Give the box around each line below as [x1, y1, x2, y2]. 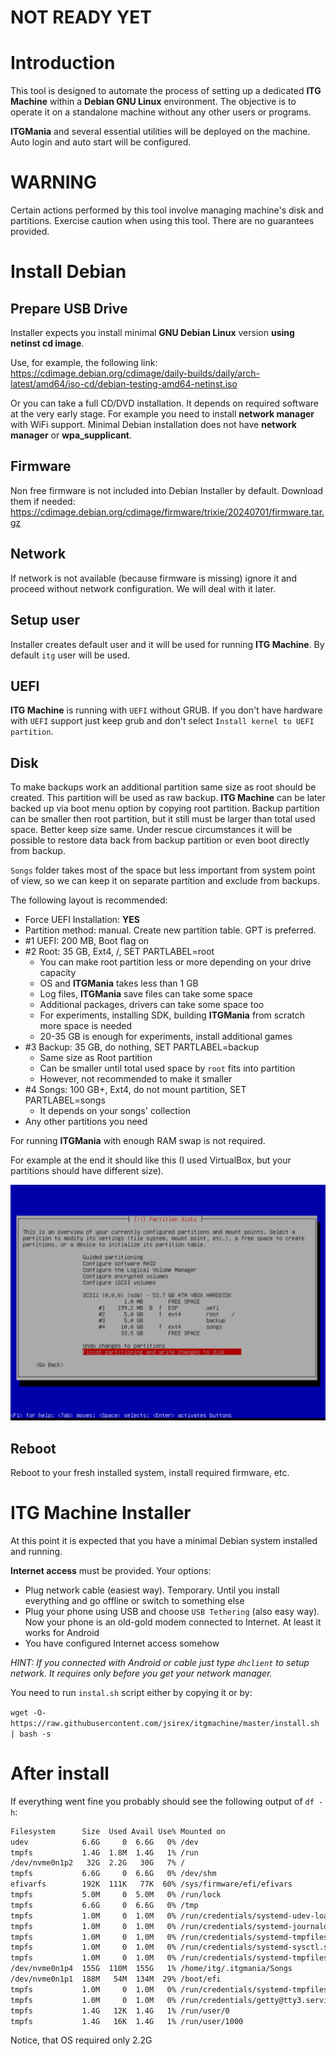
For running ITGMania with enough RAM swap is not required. [10, 1135, 266, 1147]
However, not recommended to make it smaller [39, 1073, 233, 1085]
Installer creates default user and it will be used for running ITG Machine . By [10, 638, 325, 650]
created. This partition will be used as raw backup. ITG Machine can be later [10, 792, 326, 804]
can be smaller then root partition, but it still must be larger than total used [10, 813, 316, 825]
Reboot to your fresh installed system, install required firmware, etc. [10, 1466, 290, 1478]
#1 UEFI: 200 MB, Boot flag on [24, 935, 150, 947]
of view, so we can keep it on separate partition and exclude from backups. [10, 875, 320, 887]
